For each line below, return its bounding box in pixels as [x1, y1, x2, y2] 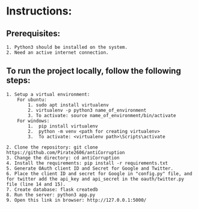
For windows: [17, 118, 50, 124]
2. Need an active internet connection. [6, 50, 110, 56]
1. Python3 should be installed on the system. [6, 44, 128, 50]
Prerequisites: [6, 28, 60, 39]
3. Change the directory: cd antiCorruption [6, 155, 120, 161]
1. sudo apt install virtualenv [28, 101, 110, 108]
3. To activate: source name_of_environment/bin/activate [28, 112, 176, 118]
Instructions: [6, 4, 72, 18]
